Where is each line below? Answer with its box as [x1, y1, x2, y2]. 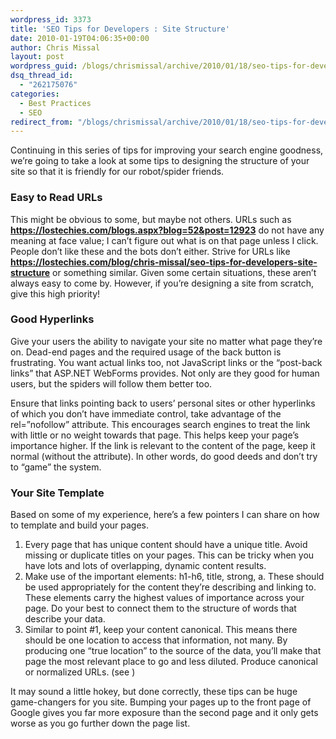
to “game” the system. [10, 461, 102, 473]
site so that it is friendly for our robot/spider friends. [10, 166, 225, 178]
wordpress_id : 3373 [10, 14, 92, 25]
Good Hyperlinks [10, 312, 95, 326]
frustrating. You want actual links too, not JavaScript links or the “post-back [10, 356, 323, 368]
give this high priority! [10, 287, 101, 300]
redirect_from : [10, 117, 74, 127]
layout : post [10, 52, 65, 62]
